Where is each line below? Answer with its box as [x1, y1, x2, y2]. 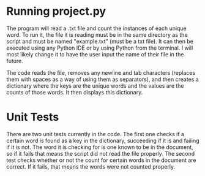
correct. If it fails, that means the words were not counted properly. [6, 163, 176, 170]
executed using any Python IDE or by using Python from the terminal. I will [6, 44, 193, 52]
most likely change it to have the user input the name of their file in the [6, 50, 184, 58]
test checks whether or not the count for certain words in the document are [6, 156, 197, 164]
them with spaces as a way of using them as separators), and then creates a [6, 75, 199, 83]
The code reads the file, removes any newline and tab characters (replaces [6, 69, 196, 76]
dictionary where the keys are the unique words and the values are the [6, 82, 185, 90]
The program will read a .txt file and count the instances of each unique [6, 25, 187, 32]
